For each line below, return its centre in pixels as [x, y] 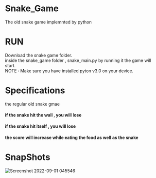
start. [10, 65]
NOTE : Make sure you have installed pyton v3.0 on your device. [69, 71]
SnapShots [28, 157]
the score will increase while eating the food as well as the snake [72, 138]
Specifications [35, 90]
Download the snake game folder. [39, 55]
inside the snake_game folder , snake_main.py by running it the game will [78, 60]
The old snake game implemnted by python [48, 22]
